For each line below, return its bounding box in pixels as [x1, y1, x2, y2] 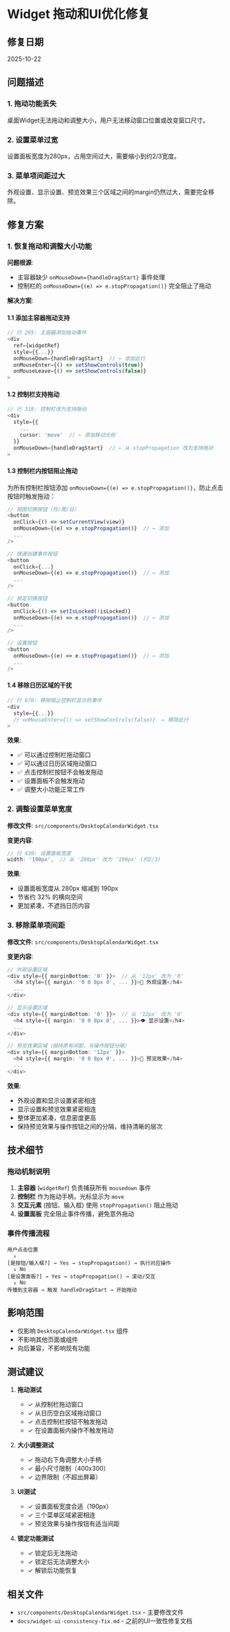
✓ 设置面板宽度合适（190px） [27, 1502, 113, 1511]
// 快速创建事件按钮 [7, 550, 58, 557]
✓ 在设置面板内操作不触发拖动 [27, 1426, 114, 1435]
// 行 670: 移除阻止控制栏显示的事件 [7, 696, 102, 704]
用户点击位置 [7, 1246, 39, 1253]
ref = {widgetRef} [13, 342, 60, 349]
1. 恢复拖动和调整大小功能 [7, 241, 92, 251]
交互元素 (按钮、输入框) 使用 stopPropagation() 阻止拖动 [17, 1201, 178, 1209]
